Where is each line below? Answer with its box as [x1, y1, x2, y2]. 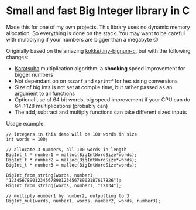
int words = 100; [6, 136, 49, 142]
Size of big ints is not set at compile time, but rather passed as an [14, 83, 173, 90]
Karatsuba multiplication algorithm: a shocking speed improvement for [14, 65, 185, 72]
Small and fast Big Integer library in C [6, 4, 190, 18]
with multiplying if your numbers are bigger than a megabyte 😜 [6, 36, 159, 43]
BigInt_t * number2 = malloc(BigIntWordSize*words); [6, 157, 137, 162]
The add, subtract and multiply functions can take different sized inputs [14, 109, 187, 116]
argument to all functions [14, 90, 75, 97]
